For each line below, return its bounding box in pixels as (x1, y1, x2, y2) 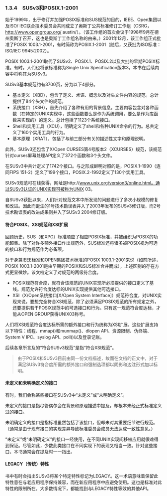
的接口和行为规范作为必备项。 (5, 246, 66, 252)
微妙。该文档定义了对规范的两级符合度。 (18, 269, 101, 275)
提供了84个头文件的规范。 (12, 98, 66, 104)
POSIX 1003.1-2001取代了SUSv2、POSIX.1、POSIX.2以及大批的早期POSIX (5, 58, 156, 64)
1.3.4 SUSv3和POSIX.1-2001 (5, 4, 78, 11)
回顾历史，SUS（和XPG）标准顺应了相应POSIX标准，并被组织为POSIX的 (5, 233, 154, 240)
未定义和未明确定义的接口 (5, 380, 58, 386)
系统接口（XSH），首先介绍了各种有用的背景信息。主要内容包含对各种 (12, 105, 155, 111)
